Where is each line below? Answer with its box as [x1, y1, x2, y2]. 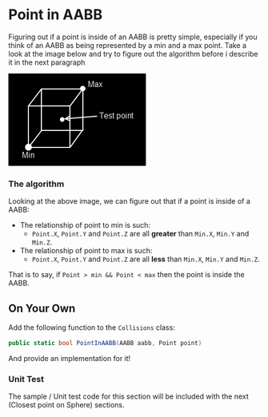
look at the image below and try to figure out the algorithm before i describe [8, 49, 258, 58]
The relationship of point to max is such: [19, 246, 153, 256]
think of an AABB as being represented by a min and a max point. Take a [8, 40, 246, 50]
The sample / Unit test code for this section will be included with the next [8, 391, 250, 401]
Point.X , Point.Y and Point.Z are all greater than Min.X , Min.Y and [31, 229, 250, 239]
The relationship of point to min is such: [19, 220, 150, 230]
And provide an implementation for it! [8, 353, 131, 363]
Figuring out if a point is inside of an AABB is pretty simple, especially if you [8, 32, 258, 42]
